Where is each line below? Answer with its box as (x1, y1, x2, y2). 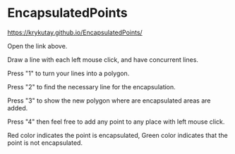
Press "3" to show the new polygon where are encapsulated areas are (7, 96, 211, 105)
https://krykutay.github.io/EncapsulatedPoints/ (7, 28, 143, 37)
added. (7, 103, 28, 112)
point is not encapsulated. (7, 139, 83, 147)
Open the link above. (7, 41, 68, 50)
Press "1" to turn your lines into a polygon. (7, 69, 130, 77)
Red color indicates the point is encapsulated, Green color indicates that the (7, 131, 228, 139)
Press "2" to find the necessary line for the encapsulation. (7, 82, 176, 91)
